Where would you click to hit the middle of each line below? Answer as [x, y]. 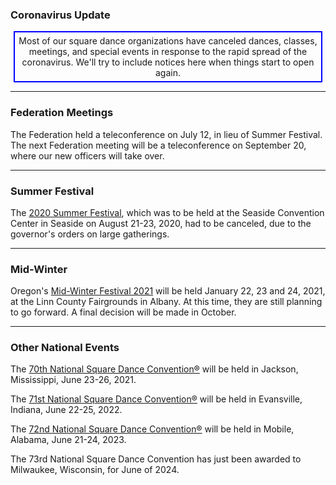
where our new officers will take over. [87, 155]
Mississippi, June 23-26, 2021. [73, 380]
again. [167, 73]
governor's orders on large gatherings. [90, 234]
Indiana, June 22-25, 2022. [66, 410]
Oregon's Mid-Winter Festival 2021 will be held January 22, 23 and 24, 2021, [168, 291]
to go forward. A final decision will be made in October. [123, 312]
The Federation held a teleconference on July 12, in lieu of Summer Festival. [166, 134]
